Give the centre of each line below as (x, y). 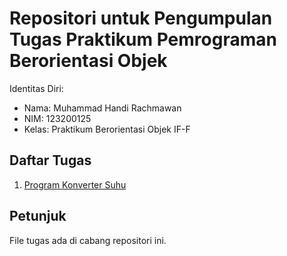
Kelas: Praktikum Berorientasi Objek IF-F (107, 129)
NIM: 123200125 (57, 118)
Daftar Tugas (50, 160)
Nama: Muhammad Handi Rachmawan (102, 108)
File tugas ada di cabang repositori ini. (88, 240)
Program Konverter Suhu (75, 184)
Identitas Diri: (36, 88)
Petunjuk (38, 216)
